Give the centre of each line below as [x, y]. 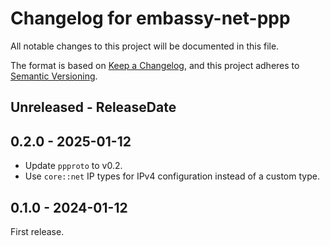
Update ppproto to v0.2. [73, 166]
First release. [37, 231]
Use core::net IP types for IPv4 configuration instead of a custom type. [172, 176]
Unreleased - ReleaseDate [93, 107]
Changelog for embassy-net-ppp [150, 18]
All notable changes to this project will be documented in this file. [145, 46]
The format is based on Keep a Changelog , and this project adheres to [155, 65]
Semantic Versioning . [54, 76]
